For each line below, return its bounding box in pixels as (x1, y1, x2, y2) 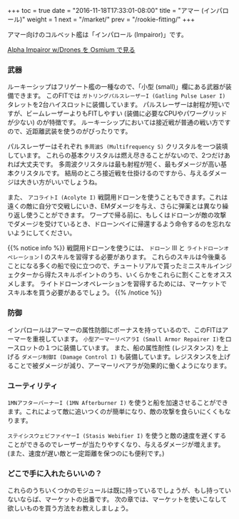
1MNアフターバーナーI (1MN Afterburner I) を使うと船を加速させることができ (7, 398, 228, 406)
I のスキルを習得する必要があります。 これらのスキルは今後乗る (41, 252, 227, 262)
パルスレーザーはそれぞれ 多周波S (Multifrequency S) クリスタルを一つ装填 (7, 142, 228, 151)
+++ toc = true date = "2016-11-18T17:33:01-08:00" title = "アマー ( (7, 6, 204, 14)
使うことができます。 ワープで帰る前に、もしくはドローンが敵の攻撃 (26, 211, 227, 220)
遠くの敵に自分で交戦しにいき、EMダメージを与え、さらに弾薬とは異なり (7, 202, 223, 210)
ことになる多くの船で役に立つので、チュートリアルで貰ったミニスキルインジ (7, 262, 233, 270)
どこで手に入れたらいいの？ (7, 468, 103, 478)
